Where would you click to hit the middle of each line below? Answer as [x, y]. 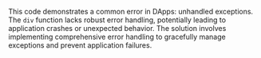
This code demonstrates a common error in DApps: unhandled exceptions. [131, 12]
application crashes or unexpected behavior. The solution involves [117, 28]
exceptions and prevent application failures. [80, 45]
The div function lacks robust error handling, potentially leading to [117, 20]
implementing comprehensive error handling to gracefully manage [117, 37]
